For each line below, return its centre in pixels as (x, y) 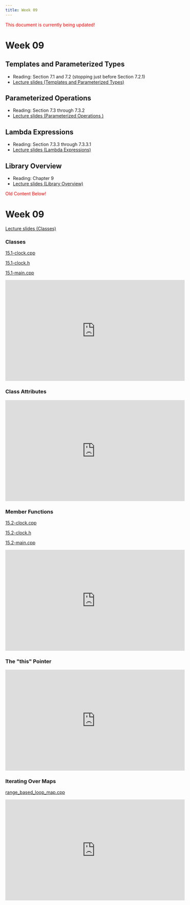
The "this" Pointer (28, 661)
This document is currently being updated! (50, 25)
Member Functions (29, 512)
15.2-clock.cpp (21, 522)
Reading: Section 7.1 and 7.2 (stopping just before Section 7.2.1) (79, 76)
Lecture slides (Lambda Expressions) (52, 150)
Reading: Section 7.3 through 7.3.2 (49, 110)
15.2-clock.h (18, 532)
